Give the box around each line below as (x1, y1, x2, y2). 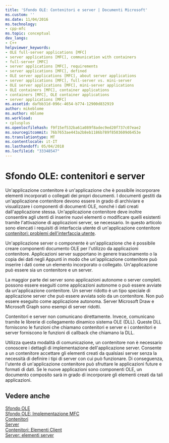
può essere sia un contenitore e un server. (5, 267, 93, 273)
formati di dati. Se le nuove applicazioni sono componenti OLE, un (5, 366, 142, 372)
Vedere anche (5, 392, 50, 400)
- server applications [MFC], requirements (5, 64, 98, 69)
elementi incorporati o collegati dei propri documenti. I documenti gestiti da (5, 192, 162, 198)
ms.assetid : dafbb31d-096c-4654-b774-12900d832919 (5, 102, 114, 107)
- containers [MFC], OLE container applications (5, 92, 109, 97)
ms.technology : (5, 21, 37, 27)
